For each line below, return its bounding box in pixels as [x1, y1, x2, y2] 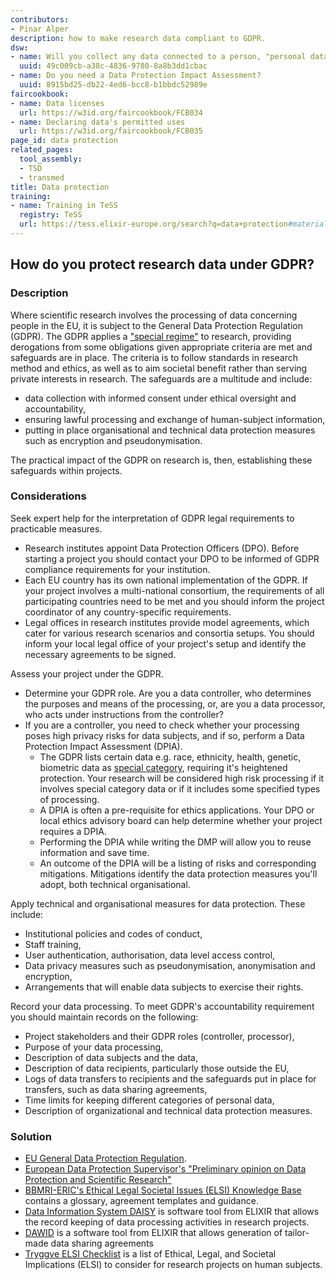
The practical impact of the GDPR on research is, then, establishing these [10, 454, 313, 466]
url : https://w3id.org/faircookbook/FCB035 [19, 126, 203, 136]
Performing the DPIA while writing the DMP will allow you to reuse [39, 836, 312, 848]
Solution [10, 1129, 53, 1143]
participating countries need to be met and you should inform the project [24, 595, 325, 607]
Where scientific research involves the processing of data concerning [10, 309, 298, 321]
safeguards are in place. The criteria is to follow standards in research [10, 351, 298, 363]
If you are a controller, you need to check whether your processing [24, 719, 300, 731]
